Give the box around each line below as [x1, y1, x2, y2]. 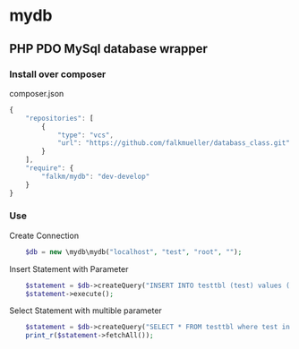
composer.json [9, 88, 64, 98]
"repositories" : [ [25, 114, 94, 123]
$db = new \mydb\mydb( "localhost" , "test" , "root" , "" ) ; [25, 247, 243, 256]
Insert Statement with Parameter [9, 263, 129, 274]
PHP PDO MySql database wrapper [9, 41, 209, 56]
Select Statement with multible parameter [9, 305, 163, 316]
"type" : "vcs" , [56, 131, 115, 140]
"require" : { [25, 164, 74, 173]
